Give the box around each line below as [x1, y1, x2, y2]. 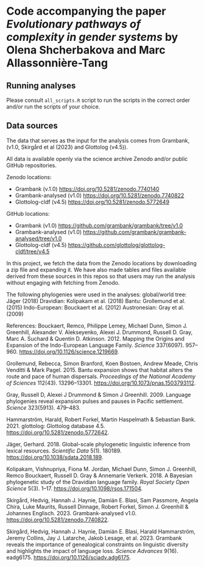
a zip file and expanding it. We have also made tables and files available [6, 266, 186, 273]
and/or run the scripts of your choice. [6, 103, 100, 110]
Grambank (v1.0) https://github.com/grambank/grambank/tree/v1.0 [15, 221, 183, 229]
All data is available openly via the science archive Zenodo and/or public [6, 155, 188, 162]
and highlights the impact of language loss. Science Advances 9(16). [6, 547, 178, 554]
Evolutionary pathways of [6, 17, 141, 31]
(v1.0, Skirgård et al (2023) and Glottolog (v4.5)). [6, 143, 128, 151]
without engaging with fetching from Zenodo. [6, 279, 120, 286]
